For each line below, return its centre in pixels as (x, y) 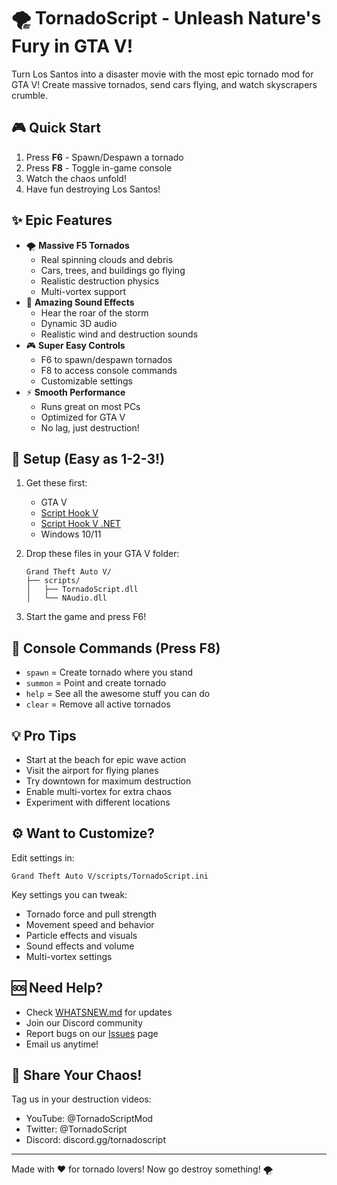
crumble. (29, 95)
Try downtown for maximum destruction (108, 781)
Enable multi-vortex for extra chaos (99, 791)
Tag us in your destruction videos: (81, 1099)
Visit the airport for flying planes (92, 770)
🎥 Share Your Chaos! (77, 1075)
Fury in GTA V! (72, 46)
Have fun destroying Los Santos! (93, 189)
